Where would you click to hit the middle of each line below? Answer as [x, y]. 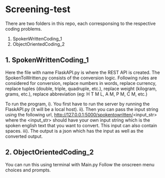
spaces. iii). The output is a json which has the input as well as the [74, 131]
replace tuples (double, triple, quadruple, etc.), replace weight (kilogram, [81, 88]
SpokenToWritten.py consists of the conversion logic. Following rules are [81, 78]
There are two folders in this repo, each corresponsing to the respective [80, 23]
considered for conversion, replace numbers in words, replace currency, [81, 83]
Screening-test [38, 9]
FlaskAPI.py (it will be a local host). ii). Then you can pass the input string [82, 109]
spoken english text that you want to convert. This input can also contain [81, 125]
